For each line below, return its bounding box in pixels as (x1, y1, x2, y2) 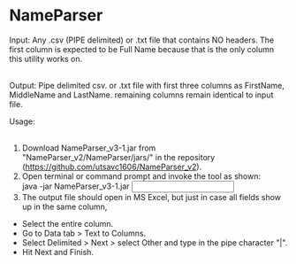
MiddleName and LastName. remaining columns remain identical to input (9, 89, 274, 100)
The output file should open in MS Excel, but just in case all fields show (21, 191, 281, 202)
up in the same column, (21, 201, 108, 212)
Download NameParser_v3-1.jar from (21, 143, 156, 153)
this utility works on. (9, 53, 83, 64)
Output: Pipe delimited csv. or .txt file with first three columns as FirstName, (9, 80, 285, 90)
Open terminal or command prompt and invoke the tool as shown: (21, 170, 262, 182)
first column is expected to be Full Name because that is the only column (9, 43, 275, 54)
